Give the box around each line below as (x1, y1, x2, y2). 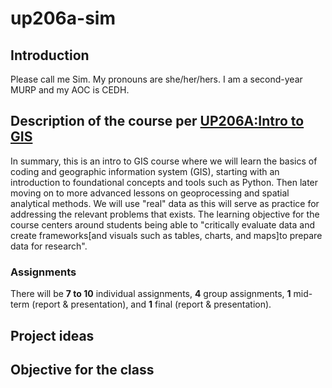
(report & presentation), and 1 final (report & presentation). (31, 298, 272, 311)
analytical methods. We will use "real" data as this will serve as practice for (10, 197, 320, 209)
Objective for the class (10, 361, 155, 378)
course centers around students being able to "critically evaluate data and (10, 218, 316, 231)
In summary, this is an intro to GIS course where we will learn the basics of (10, 155, 318, 167)
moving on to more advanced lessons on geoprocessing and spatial (10, 187, 290, 199)
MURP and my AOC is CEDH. (10, 84, 130, 96)
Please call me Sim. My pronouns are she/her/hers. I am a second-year (10, 73, 303, 85)
